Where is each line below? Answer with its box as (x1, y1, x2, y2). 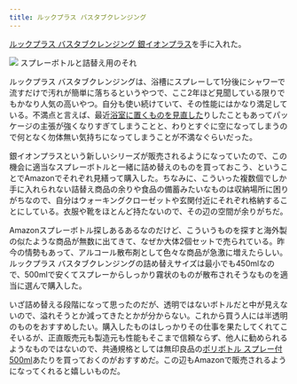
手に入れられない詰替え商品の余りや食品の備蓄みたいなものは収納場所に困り (9, 184, 289, 194)
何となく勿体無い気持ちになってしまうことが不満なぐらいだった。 (16, 131, 257, 142)
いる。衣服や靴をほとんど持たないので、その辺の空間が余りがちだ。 (39, 206, 288, 216)
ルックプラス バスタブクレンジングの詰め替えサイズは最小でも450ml (9, 258, 260, 269)
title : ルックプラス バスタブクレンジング (9, 12, 147, 22)
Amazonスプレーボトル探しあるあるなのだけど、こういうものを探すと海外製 (9, 224, 288, 235)
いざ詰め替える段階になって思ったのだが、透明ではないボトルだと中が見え (9, 299, 281, 310)
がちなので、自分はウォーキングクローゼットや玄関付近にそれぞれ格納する (9, 194, 281, 205)
